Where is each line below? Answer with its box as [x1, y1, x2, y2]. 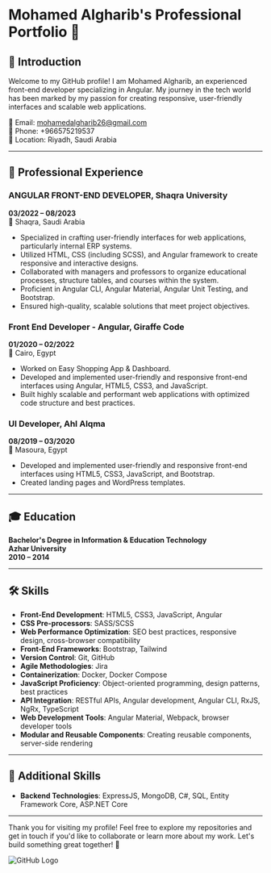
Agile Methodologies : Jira [19, 661, 108, 670]
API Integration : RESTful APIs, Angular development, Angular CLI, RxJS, [19, 695, 261, 705]
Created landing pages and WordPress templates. [19, 478, 186, 487]
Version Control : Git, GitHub [19, 652, 115, 662]
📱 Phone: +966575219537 [8, 127, 95, 136]
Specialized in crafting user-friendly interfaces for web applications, [19, 232, 247, 242]
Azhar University [8, 544, 67, 553]
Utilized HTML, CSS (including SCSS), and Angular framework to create [19, 249, 258, 259]
